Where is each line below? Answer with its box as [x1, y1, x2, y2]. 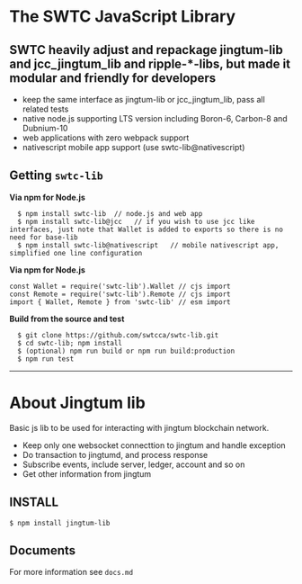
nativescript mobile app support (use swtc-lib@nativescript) [22, 142, 245, 152]
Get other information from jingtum [22, 468, 152, 479]
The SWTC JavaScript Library [9, 6, 236, 27]
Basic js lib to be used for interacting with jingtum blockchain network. [9, 422, 270, 433]
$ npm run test [17, 354, 75, 364]
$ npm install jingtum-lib [9, 518, 111, 527]
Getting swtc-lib [9, 168, 103, 184]
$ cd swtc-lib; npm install [17, 338, 123, 347]
